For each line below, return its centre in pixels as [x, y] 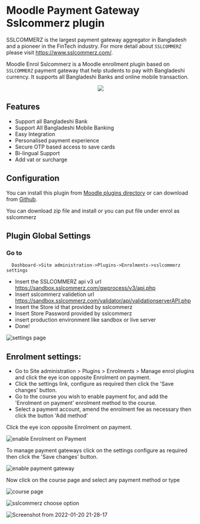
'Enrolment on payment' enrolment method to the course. [86, 403]
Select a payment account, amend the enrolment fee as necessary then [103, 409]
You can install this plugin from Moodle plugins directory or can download [97, 193]
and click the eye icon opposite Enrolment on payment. [83, 377]
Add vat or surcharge [41, 159]
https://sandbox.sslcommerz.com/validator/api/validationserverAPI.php [103, 301]
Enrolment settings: [44, 357]
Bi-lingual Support [37, 153]
